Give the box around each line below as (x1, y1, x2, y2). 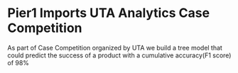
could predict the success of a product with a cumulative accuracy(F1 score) (7, 51, 232, 60)
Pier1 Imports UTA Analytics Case (7, 5, 210, 21)
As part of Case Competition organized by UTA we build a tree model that (7, 43, 222, 52)
